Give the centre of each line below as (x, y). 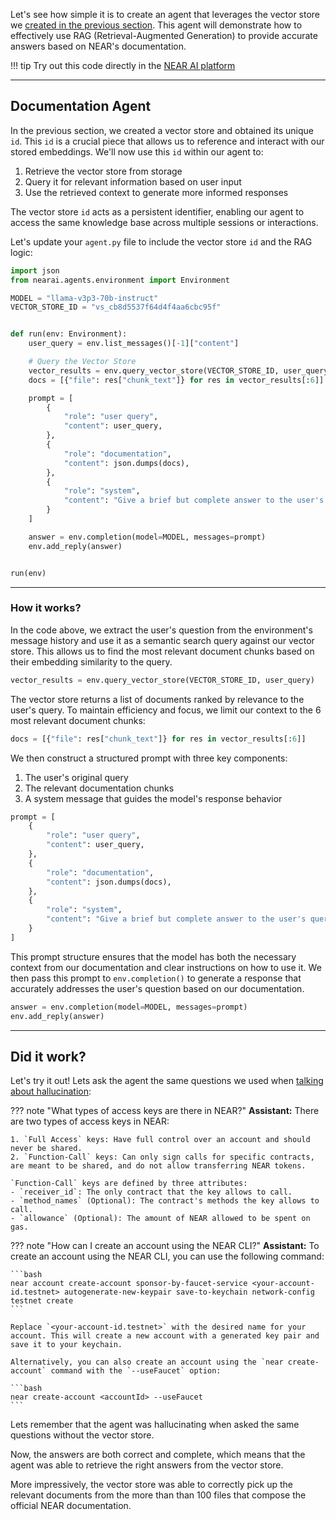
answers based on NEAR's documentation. (98, 46)
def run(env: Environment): (69, 334)
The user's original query (76, 777)
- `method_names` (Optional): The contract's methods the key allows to (165, 1201)
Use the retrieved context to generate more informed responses (156, 192)
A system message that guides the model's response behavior (153, 798)
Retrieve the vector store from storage (103, 171)
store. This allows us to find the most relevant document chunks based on (162, 651)
